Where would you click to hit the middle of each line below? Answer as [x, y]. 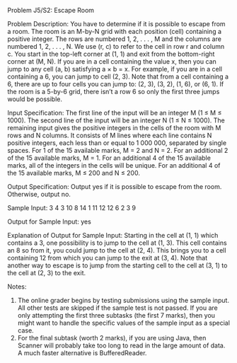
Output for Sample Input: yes [50, 221]
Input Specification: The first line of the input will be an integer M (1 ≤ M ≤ [115, 113]
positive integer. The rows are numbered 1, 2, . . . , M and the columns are [114, 39]
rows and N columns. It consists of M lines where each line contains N [110, 135]
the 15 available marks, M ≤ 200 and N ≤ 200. [74, 173]
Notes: [17, 287]
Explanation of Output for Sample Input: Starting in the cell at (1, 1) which [113, 235]
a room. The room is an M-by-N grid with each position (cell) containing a [114, 31]
